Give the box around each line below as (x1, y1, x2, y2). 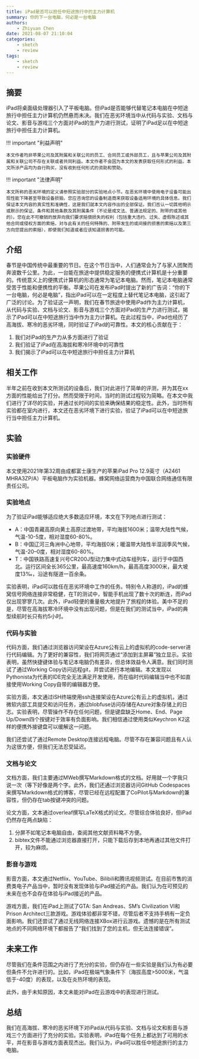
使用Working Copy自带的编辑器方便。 (11, 681, 104, 688)
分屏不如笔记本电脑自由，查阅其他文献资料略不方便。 (14, 829, 145, 836)
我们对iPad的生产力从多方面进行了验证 (14, 334, 109, 341)
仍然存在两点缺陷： (6, 816, 53, 824)
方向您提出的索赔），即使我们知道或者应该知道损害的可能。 (6, 227, 127, 233)
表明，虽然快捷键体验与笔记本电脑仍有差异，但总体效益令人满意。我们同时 (6, 658, 188, 666)
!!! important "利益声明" (6, 139, 63, 146)
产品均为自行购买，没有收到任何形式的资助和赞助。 (19, 165, 126, 171)
